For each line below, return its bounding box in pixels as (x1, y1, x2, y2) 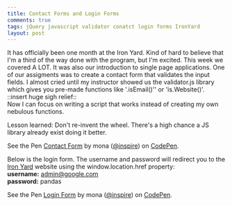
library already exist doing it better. (7, 128, 107, 137)
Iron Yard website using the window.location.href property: (7, 162, 175, 171)
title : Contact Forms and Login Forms (7, 10, 119, 17)
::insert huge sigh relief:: (7, 93, 77, 101)
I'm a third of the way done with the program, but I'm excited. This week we (7, 56, 224, 65)
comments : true (7, 17, 51, 24)
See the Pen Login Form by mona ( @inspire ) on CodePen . (7, 191, 172, 199)
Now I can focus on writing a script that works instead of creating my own (7, 100, 219, 108)
